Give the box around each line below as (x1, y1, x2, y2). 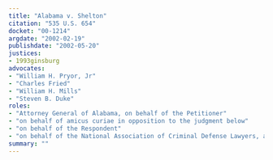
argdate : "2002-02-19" (8, 34, 85, 43)
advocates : (8, 65, 45, 73)
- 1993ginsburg (8, 57, 60, 65)
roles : (8, 102, 31, 110)
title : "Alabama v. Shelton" (8, 11, 107, 20)
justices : (8, 49, 42, 57)
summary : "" (8, 139, 49, 148)
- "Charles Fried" (8, 79, 71, 87)
